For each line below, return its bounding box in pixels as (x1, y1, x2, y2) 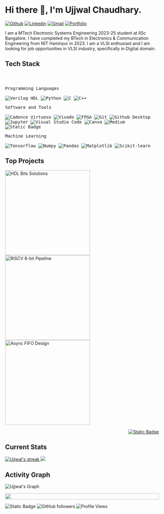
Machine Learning (5, 133, 46, 139)
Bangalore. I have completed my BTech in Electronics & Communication (5, 35, 149, 41)
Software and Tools (5, 105, 52, 110)
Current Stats (5, 443, 47, 451)
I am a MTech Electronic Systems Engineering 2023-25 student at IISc (5, 30, 146, 36)
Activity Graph (5, 471, 50, 479)
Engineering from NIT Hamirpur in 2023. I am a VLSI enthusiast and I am (5, 40, 150, 46)
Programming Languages (5, 86, 60, 91)
